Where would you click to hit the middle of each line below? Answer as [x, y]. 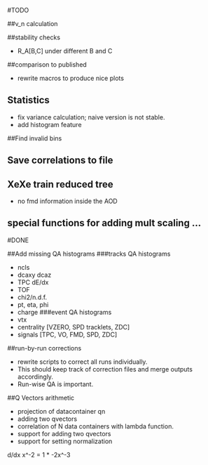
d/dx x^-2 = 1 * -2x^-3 [39, 454]
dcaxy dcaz [34, 275]
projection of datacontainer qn [61, 411]
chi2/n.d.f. [32, 297]
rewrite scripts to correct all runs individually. [82, 362]
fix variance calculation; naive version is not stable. [91, 117]
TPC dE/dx [33, 282]
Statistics [29, 100]
